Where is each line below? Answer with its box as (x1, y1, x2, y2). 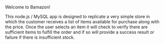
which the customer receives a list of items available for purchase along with (5, 19, 160, 24)
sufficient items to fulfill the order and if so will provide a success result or (5, 29, 155, 35)
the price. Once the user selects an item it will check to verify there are (5, 24, 148, 30)
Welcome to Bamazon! (5, 4, 50, 10)
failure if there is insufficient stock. (5, 34, 75, 40)
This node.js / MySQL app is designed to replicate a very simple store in (5, 14, 150, 19)
